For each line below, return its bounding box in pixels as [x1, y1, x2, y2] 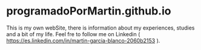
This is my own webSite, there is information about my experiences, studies [6, 24, 195, 31]
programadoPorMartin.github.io [6, 4, 171, 18]
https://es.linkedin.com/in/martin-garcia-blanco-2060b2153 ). [6, 37, 160, 44]
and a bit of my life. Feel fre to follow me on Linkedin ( [6, 30, 140, 37]
